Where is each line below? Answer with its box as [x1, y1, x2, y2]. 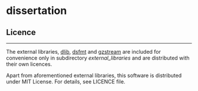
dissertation [6, 4, 67, 17]
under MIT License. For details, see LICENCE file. [6, 78, 126, 85]
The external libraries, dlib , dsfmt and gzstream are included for [6, 48, 161, 55]
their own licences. [6, 61, 52, 68]
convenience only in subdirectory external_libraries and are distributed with [6, 54, 190, 61]
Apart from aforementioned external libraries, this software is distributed [6, 72, 182, 79]
